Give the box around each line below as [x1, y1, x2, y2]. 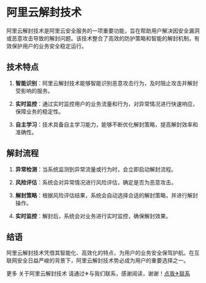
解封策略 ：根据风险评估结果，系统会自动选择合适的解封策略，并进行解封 [15, 191, 198, 199]
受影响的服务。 [15, 87, 53, 94]
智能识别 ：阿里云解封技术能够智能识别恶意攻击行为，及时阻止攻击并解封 [15, 79, 198, 86]
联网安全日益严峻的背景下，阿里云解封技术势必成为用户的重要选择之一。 [6, 257, 189, 264]
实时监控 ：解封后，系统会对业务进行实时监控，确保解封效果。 [15, 212, 172, 219]
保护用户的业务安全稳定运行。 [11, 42, 87, 50]
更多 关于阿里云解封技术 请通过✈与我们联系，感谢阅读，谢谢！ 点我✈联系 [6, 270, 191, 277]
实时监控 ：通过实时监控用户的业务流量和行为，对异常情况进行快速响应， [15, 100, 198, 107]
